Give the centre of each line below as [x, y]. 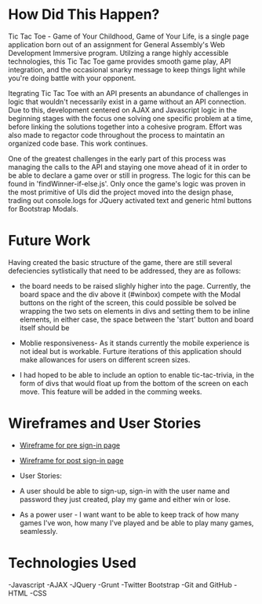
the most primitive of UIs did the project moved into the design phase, [121, 192]
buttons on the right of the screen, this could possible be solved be [128, 302]
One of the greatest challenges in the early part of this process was [117, 158]
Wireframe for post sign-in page [71, 460]
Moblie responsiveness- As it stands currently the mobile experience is [134, 343]
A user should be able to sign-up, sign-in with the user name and [124, 491]
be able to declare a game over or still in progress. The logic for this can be [129, 175]
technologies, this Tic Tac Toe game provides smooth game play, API [120, 61]
